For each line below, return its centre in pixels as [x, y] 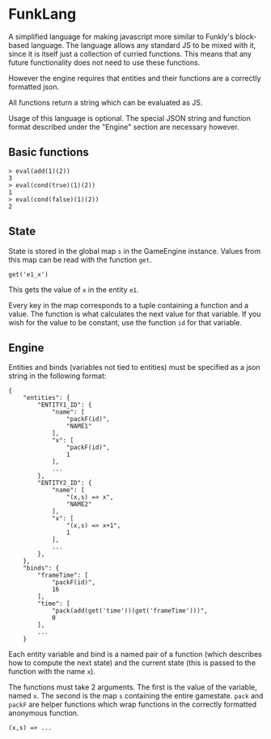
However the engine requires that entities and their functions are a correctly [135, 78]
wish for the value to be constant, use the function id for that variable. [125, 322]
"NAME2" [79, 505]
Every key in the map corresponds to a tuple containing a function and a [129, 305]
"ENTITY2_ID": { [65, 483]
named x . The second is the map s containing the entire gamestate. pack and [136, 696]
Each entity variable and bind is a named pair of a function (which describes [135, 655]
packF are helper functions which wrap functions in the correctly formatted [133, 705]
